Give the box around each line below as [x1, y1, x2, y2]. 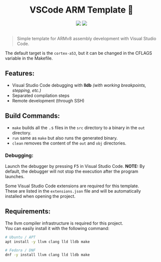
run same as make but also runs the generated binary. [12, 135, 118, 141]
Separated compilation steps [12, 92, 70, 98]
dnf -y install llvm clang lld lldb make [5, 252, 90, 258]
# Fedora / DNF [5, 248, 36, 253]
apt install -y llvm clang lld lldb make [5, 239, 90, 244]
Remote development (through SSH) [12, 98, 85, 103]
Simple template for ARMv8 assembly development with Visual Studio [16, 35, 157, 41]
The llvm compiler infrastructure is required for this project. [5, 220, 124, 226]
